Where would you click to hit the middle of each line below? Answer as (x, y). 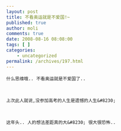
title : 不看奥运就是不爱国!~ (38, 17)
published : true (26, 23)
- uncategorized (37, 56)
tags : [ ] (18, 45)
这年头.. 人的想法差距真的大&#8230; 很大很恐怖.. (61, 122)
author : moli (22, 28)
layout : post (22, 12)
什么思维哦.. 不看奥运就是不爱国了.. (46, 79)
